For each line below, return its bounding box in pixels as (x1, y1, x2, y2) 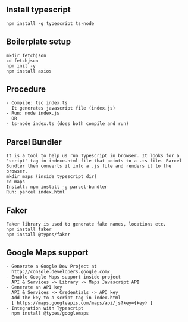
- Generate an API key (6, 284, 62, 290)
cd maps (6, 179, 26, 185)
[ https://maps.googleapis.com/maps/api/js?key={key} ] (11, 300, 153, 306)
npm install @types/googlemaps (11, 310, 89, 316)
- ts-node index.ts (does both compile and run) (6, 121, 129, 127)
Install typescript (6, 5, 71, 15)
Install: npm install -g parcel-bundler (6, 184, 108, 190)
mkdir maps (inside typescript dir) (6, 174, 97, 180)
